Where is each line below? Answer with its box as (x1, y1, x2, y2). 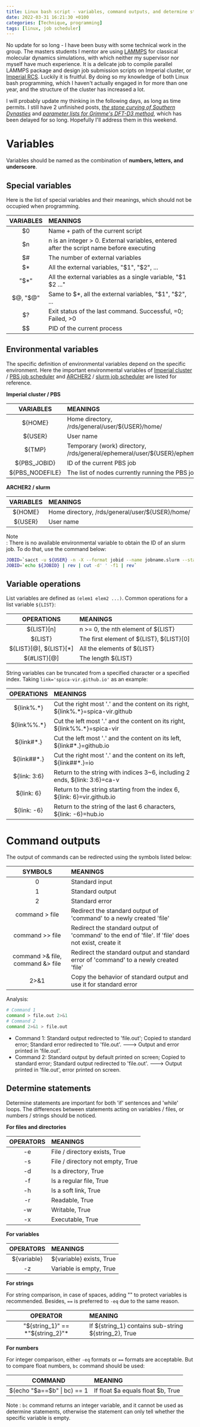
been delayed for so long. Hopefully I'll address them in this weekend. (6, 117, 177, 124)
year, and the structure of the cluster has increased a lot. (6, 86, 146, 93)
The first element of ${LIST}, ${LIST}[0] (79, 635, 190, 643)
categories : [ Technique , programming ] (6, 20, 102, 26)
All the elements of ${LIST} (79, 644, 155, 653)
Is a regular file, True (51, 1176, 109, 1185)
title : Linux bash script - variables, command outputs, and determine (6, 8, 187, 15)
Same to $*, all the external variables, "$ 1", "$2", (48, 290, 187, 298)
